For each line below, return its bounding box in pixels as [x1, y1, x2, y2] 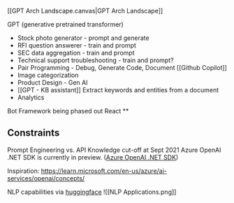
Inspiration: [7, 167, 40, 175]
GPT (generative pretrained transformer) [7, 20, 124, 28]
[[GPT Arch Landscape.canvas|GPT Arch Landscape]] [7, 7, 163, 15]
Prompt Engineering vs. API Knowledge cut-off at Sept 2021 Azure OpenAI [7, 146, 221, 154]
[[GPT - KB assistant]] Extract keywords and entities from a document [17, 86, 219, 94]
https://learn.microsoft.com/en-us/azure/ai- [41, 167, 168, 175]
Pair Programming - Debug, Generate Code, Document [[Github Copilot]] [17, 64, 227, 71]
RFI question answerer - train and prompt [17, 41, 136, 49]
